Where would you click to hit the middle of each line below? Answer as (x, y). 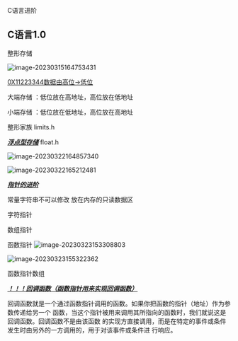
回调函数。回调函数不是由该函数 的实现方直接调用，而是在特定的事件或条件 (117, 321)
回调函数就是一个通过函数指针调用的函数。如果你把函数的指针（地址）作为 (116, 304)
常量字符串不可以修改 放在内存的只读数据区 (70, 200)
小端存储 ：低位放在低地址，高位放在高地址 (70, 112)
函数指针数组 (26, 273)
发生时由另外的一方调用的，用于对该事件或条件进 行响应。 (92, 330)
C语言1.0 (27, 35)
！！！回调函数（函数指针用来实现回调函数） (73, 288)
